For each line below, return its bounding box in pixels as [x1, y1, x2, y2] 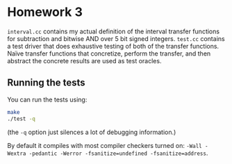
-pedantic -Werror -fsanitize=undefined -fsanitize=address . [28, 149, 208, 157]
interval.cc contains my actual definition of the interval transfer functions [7, 27, 220, 35]
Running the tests [7, 77, 85, 89]
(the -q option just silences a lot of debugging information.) [7, 128, 176, 136]
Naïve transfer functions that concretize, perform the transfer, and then [7, 49, 211, 58]
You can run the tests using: [7, 95, 88, 104]
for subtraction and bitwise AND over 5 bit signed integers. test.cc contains [7, 34, 225, 42]
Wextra [7, 150, 26, 157]
